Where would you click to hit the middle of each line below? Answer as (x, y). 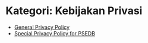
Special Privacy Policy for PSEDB (55, 33)
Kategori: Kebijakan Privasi (74, 11)
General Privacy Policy (42, 27)
